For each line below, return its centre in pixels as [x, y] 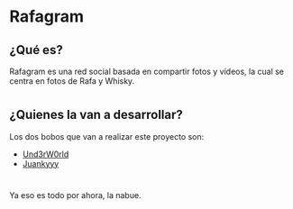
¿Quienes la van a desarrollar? [96, 115]
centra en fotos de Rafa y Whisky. [72, 81]
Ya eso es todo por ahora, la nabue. [75, 195]
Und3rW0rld [46, 154]
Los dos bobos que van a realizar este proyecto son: [107, 136]
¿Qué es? [36, 50]
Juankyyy [41, 163]
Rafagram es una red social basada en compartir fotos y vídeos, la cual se [147, 71]
